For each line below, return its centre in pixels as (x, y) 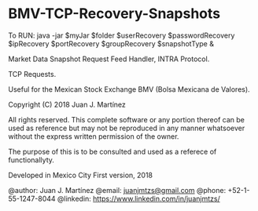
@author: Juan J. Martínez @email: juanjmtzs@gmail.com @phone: (117, 190)
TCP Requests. (32, 74)
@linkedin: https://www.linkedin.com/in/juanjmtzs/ (138, 198)
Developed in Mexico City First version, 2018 (81, 175)
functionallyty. (31, 160)
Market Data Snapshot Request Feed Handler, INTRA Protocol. (109, 59)
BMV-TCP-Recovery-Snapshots (114, 14)
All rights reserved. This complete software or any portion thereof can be (127, 119)
